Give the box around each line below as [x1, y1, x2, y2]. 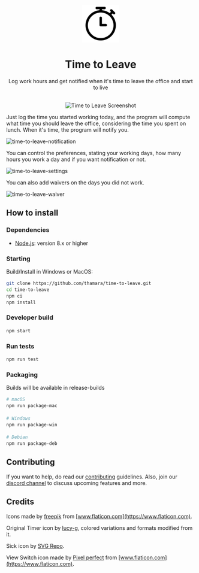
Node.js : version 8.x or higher [14, 239, 89, 247]
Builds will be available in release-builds [6, 384, 105, 392]
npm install [6, 299, 36, 305]
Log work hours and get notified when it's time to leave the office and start [8, 77, 193, 84]
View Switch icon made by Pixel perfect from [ [6, 554, 121, 561]
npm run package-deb [6, 441, 58, 447]
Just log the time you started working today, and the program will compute [6, 113, 191, 120]
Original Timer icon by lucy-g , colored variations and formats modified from [6, 524, 193, 531]
